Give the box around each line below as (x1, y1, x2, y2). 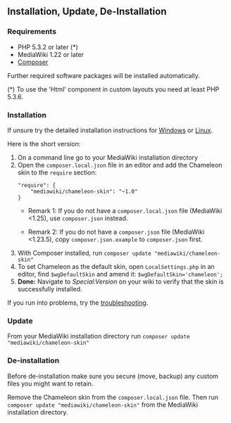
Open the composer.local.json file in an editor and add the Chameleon (17, 160, 223, 169)
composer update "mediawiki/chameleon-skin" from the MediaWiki (7, 400, 199, 409)
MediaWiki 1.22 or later (17, 50, 85, 58)
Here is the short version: (7, 139, 81, 148)
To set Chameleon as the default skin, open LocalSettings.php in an (17, 262, 215, 270)
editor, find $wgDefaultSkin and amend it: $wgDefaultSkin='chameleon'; (17, 270, 223, 278)
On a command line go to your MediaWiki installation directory (17, 153, 199, 161)
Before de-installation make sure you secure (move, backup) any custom (7, 372, 218, 380)
